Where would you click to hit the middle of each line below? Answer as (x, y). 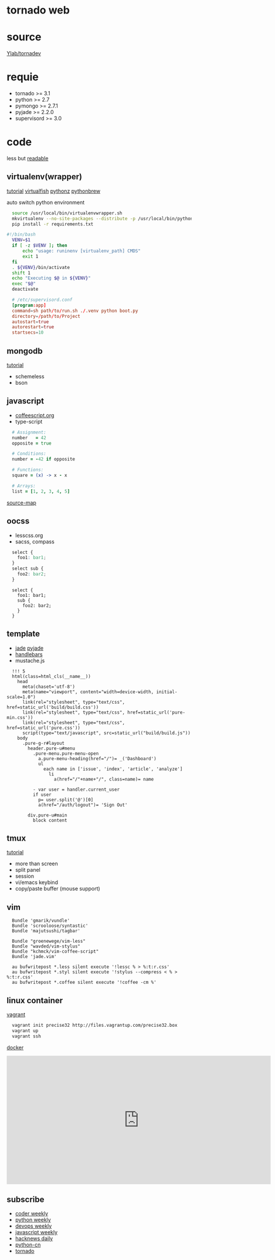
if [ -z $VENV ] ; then (40, 246)
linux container (35, 1000)
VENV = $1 (21, 240)
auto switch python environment (46, 202)
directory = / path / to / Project (46, 316)
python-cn (28, 1245)
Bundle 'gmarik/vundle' (41, 921)
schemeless (30, 376)
